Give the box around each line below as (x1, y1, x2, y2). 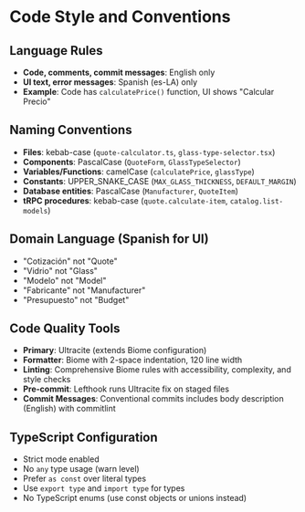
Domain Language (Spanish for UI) (9, 231, 209, 247)
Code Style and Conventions (9, 6, 231, 27)
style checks (22, 374, 71, 385)
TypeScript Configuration (9, 429, 158, 444)
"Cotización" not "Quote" (22, 256, 119, 266)
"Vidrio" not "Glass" (22, 265, 99, 276)
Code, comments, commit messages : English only (22, 67, 216, 78)
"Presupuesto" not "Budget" (22, 294, 130, 305)
